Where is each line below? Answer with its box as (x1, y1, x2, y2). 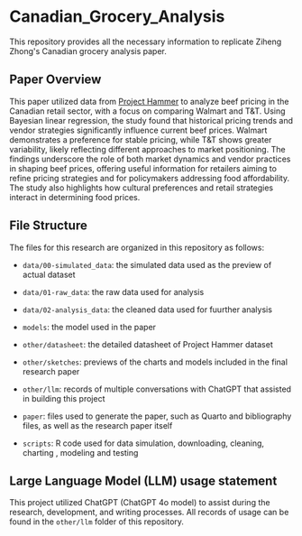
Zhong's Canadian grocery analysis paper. (9, 45, 167, 56)
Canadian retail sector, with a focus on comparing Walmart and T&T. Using (9, 106, 286, 116)
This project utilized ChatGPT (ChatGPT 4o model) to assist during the (9, 497, 270, 508)
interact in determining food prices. (9, 191, 141, 202)
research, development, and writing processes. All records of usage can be (9, 507, 289, 518)
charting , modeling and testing (22, 447, 139, 457)
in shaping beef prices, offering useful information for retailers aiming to (9, 162, 278, 173)
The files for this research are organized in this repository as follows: (9, 242, 264, 253)
